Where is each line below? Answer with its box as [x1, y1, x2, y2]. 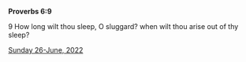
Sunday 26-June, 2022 [8, 46, 84, 54]
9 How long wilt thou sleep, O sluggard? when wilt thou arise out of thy [8, 22, 239, 31]
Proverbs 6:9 [8, 7, 53, 16]
